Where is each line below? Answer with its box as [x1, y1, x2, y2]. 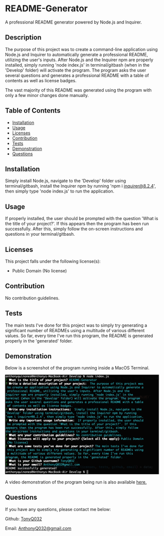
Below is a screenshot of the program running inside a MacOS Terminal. [5, 365, 150, 371]
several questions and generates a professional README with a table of [5, 72, 149, 78]
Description [5, 33, 41, 42]
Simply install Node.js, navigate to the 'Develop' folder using [5, 178, 126, 184]
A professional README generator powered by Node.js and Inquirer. [5, 19, 142, 25]
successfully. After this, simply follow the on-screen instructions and [5, 226, 143, 232]
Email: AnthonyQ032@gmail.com [5, 525, 72, 531]
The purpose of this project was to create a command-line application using [5, 46, 158, 52]
